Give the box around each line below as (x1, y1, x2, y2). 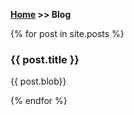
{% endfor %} (10, 95, 68, 107)
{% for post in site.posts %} (10, 28, 125, 39)
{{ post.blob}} (10, 75, 67, 88)
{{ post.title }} (10, 52, 80, 66)
